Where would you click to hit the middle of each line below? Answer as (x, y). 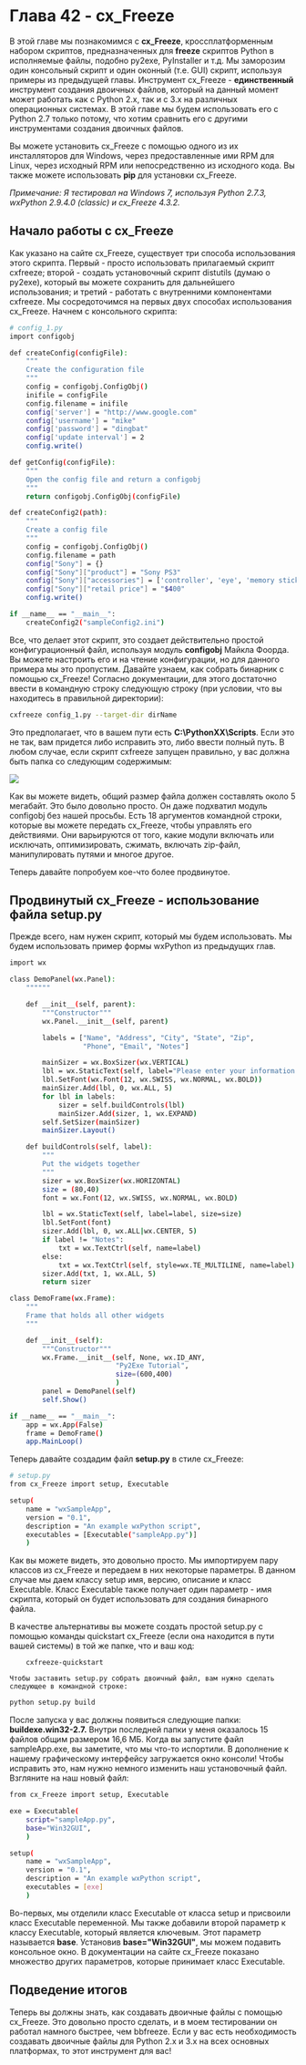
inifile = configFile (66, 395)
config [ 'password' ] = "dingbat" (87, 429)
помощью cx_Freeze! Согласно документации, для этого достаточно (143, 678)
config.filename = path (71, 555)
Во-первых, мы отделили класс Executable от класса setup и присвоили (150, 1913)
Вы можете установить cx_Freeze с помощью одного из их (124, 146)
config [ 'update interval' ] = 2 (85, 438)
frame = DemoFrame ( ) (65, 1433)
